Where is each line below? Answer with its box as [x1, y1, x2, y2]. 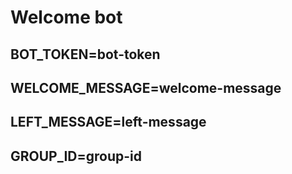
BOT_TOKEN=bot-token [10, 46, 161, 63]
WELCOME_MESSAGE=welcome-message [10, 79, 282, 96]
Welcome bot [10, 6, 123, 29]
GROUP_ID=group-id [10, 147, 142, 165]
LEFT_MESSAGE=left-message [10, 114, 207, 131]
